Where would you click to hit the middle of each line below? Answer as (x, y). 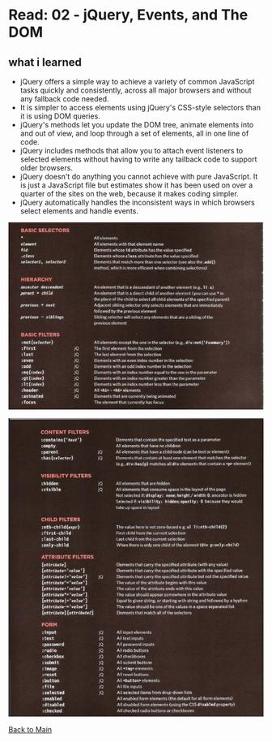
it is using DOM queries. (60, 116)
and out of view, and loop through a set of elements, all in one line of (134, 133)
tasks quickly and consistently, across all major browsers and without (136, 90)
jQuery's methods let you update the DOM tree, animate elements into (137, 125)
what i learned (45, 62)
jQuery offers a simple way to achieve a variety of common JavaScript (137, 82)
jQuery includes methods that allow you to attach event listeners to (132, 151)
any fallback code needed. (64, 99)
